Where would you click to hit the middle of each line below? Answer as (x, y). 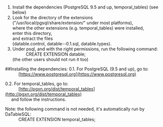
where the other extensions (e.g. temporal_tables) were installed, (78, 28)
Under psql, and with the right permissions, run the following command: (85, 49)
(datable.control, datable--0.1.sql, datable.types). (62, 44)
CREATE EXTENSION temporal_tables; (57, 119)
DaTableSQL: (18, 114)
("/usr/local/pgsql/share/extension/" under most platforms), (73, 23)
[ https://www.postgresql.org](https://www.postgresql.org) (77, 74)
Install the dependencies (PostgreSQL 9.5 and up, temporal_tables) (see (85, 7)
